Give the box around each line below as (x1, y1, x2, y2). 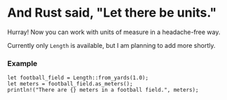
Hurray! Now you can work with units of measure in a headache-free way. (7, 28, 221, 36)
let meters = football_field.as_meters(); (7, 81, 133, 87)
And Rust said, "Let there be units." (7, 5, 217, 21)
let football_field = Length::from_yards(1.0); (7, 74, 149, 81)
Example (7, 58, 38, 68)
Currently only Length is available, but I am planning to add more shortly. (7, 41, 216, 49)
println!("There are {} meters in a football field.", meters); (7, 87, 199, 94)
